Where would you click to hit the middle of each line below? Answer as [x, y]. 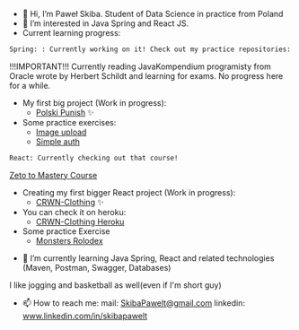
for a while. [30, 85]
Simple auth [58, 141]
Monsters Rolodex [69, 240]
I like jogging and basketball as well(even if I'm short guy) [115, 285]
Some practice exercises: [69, 122]
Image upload [61, 132]
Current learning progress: [71, 33]
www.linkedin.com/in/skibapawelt [85, 316]
